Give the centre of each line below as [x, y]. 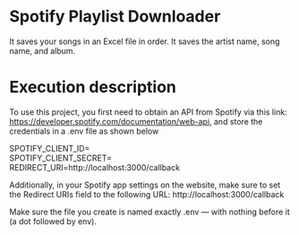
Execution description [93, 87]
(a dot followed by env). [53, 221]
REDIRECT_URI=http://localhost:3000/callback [95, 167]
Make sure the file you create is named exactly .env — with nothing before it [150, 212]
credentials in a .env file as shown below [84, 131]
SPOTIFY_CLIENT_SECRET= [60, 158]
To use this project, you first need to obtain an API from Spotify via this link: [149, 112]
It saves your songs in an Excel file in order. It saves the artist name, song [145, 41]
